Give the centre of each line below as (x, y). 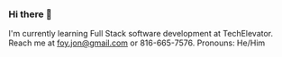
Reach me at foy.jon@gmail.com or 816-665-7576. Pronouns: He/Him (137, 43)
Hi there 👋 (31, 14)
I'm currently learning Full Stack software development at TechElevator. (141, 34)
